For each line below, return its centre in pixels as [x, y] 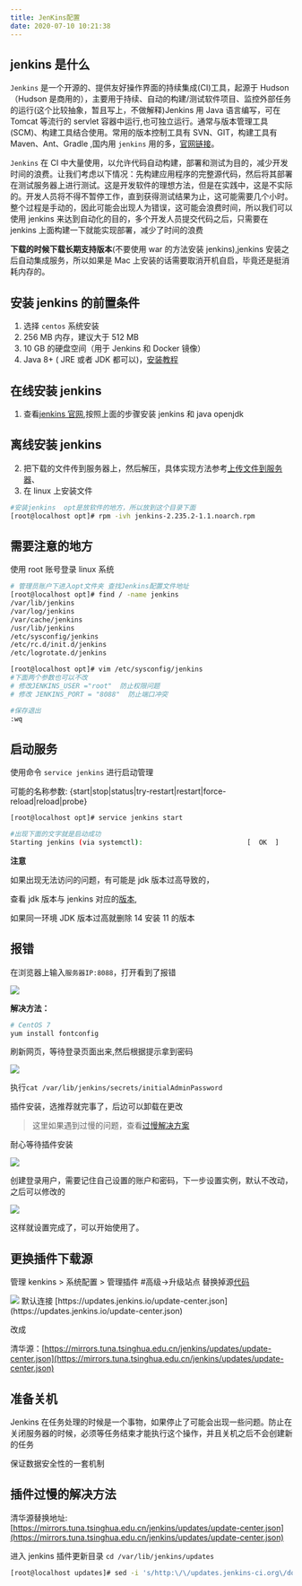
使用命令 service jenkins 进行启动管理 [82, 772]
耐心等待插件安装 [42, 1145]
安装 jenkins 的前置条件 [75, 303]
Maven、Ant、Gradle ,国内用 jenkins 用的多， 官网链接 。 [115, 144]
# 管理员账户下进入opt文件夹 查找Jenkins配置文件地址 [99, 587]
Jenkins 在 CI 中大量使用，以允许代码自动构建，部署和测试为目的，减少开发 [149, 163]
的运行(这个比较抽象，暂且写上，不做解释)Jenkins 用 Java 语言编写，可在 [146, 110]
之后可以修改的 [38, 1192]
